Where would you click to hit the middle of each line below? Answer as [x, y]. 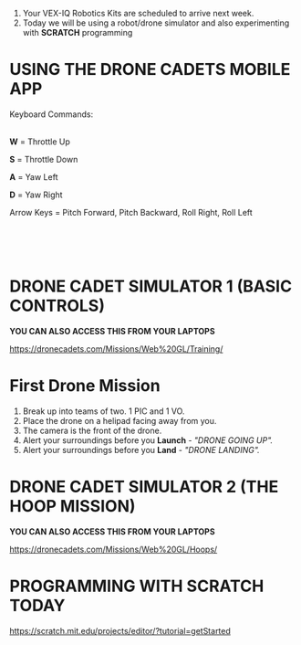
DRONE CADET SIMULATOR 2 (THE [144, 487]
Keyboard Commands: [52, 114]
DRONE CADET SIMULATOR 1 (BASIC [151, 286]
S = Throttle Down [44, 159]
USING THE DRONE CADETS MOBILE [150, 70]
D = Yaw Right [36, 195]
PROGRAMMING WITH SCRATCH [137, 586]
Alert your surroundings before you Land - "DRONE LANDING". [141, 449]
